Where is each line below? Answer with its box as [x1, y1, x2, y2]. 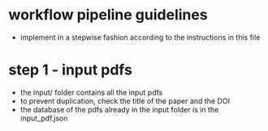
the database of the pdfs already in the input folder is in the [19, 104, 219, 114]
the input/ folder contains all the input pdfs [19, 87, 163, 97]
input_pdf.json [19, 113, 68, 123]
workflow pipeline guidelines [8, 6, 209, 24]
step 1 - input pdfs [8, 61, 132, 79]
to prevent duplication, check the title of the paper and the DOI [19, 95, 230, 106]
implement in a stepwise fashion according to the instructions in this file [19, 32, 261, 42]
